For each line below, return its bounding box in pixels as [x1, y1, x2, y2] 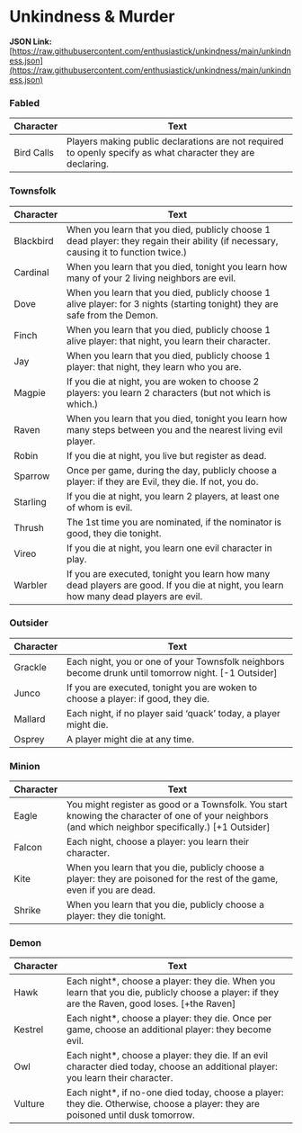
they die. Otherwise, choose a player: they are [66, 1098, 261, 1111]
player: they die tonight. [66, 910, 166, 922]
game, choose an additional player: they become [66, 1023, 272, 1036]
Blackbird [13, 234, 54, 247]
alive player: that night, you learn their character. [66, 335, 271, 347]
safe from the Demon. [66, 309, 159, 321]
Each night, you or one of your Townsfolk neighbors [66, 655, 285, 668]
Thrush [13, 521, 45, 534]
